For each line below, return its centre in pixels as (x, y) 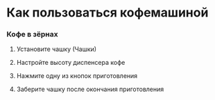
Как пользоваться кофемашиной (108, 13)
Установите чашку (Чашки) (57, 49)
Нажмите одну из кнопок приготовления (77, 76)
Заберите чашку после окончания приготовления (90, 89)
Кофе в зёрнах (32, 34)
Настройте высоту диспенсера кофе (71, 63)
